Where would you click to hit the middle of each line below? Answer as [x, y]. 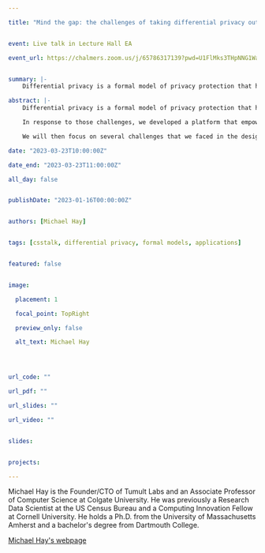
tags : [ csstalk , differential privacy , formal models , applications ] [125, 243]
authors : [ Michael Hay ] [47, 222]
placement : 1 [37, 299]
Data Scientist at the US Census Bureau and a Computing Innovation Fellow [131, 508]
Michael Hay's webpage [47, 540]
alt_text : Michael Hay [52, 342]
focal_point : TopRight [52, 314]
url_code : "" [30, 377]
